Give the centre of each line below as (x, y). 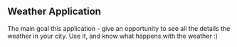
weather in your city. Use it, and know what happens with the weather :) (113, 36)
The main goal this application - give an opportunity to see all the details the (119, 28)
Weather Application (54, 12)
